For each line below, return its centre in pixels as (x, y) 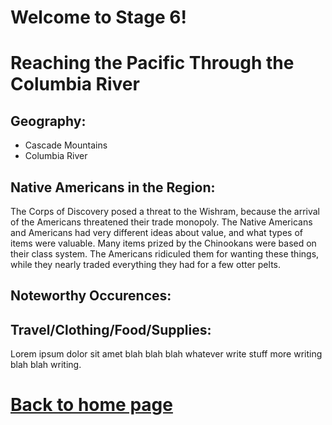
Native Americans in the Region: (113, 187)
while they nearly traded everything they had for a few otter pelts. (145, 264)
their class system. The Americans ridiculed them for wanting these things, (165, 254)
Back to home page (91, 405)
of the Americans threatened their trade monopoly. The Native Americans (161, 222)
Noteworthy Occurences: (91, 296)
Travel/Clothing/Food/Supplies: (111, 329)
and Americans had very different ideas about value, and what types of (156, 232)
